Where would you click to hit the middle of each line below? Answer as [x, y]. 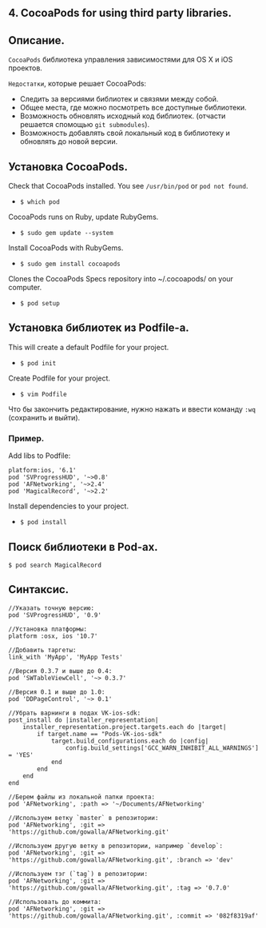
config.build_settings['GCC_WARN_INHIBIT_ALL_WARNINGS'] [162, 748]
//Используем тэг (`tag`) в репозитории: [78, 874]
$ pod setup [40, 304]
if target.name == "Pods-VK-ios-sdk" [99, 734]
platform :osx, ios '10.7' [53, 636]
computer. [25, 288]
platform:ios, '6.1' [43, 471]
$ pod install [43, 523]
